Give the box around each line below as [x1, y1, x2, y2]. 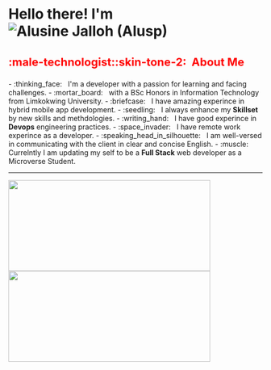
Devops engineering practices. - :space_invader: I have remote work [8, 122, 241, 132]
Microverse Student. [8, 156, 77, 166]
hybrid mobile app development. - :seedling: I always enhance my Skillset [8, 104, 258, 114]
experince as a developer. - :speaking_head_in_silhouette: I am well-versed [8, 130, 262, 140]
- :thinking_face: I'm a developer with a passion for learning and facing [8, 78, 248, 89]
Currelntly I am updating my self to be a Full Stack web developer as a [8, 147, 242, 158]
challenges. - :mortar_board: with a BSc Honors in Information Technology [8, 87, 260, 97]
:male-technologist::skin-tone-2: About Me [8, 54, 244, 69]
